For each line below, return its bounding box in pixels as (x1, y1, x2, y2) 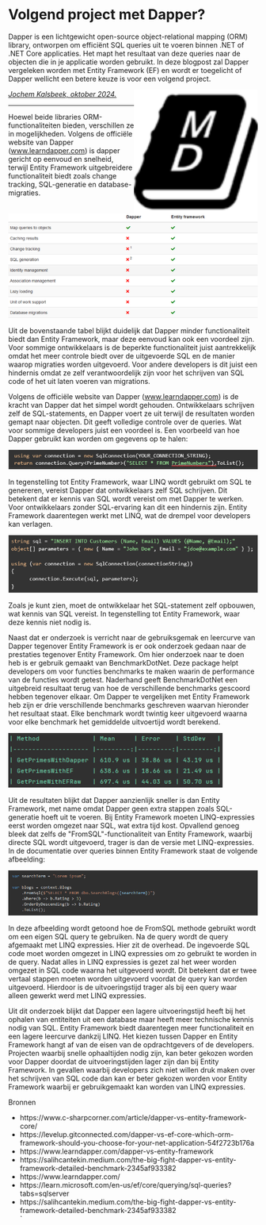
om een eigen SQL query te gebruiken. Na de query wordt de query (8, 932, 229, 942)
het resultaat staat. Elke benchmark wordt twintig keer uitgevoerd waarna (8, 709, 248, 718)
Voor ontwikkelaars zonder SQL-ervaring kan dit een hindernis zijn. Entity (8, 502, 248, 512)
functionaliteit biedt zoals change (8, 171, 117, 180)
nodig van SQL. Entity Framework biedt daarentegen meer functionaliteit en (8, 1023, 255, 1033)
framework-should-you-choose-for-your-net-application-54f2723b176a (19, 1139, 255, 1148)
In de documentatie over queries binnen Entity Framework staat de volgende (8, 846, 258, 855)
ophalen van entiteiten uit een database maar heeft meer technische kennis (8, 1015, 254, 1024)
